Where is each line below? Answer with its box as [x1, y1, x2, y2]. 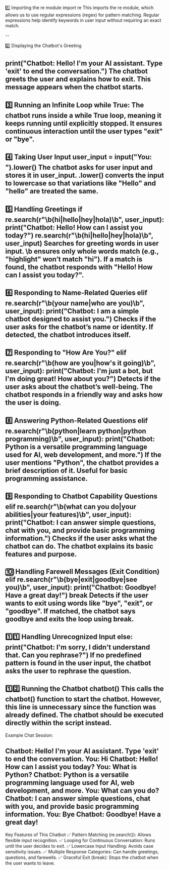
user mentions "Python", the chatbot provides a [5, 458, 159, 467]
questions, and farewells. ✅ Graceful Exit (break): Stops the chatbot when [5, 854, 159, 860]
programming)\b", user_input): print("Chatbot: [5, 434, 155, 443]
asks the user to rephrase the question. [5, 666, 132, 675]
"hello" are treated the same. [5, 187, 99, 195]
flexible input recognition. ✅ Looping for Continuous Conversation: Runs [5, 837, 155, 843]
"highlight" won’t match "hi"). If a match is [5, 255, 143, 263]
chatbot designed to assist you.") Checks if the [5, 314, 156, 323]
